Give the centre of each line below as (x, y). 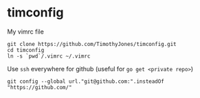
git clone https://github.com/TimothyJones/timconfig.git (92, 44)
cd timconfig (26, 50)
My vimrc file (26, 32)
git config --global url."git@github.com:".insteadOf (86, 81)
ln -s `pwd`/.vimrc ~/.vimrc (49, 56)
